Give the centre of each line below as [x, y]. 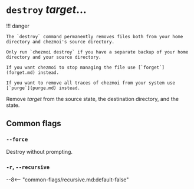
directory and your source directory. [54, 57]
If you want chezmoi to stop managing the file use [71, 67]
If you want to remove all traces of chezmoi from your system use [91, 83]
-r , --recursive [28, 167]
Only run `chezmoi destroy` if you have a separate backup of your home [97, 52]
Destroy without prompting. [39, 151]
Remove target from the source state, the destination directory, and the [92, 99]
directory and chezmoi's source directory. [60, 42]
